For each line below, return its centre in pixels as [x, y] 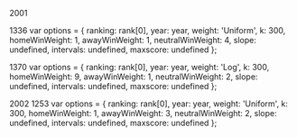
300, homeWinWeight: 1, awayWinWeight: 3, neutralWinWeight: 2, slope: [143, 113]
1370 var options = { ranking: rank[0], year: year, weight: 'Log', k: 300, [139, 67]
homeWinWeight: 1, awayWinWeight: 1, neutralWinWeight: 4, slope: [133, 40]
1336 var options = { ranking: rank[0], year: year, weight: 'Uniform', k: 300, [148, 30]
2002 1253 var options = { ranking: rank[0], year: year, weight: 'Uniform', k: [149, 104]
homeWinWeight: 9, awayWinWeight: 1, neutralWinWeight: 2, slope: [134, 77]
